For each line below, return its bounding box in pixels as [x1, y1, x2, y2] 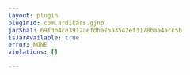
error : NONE [8, 41, 47, 49]
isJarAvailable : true [8, 33, 80, 42]
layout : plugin [8, 11, 59, 20]
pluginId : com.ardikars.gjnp [8, 19, 104, 27]
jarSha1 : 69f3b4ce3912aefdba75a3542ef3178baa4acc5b [8, 26, 182, 34]
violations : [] [8, 48, 59, 56]
